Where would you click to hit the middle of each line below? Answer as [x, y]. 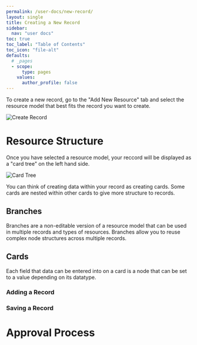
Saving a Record [30, 308]
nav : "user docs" [33, 34]
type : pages [36, 72]
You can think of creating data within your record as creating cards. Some [96, 186]
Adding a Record [30, 293]
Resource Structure [55, 141]
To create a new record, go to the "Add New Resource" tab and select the [95, 100]
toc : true [18, 39]
